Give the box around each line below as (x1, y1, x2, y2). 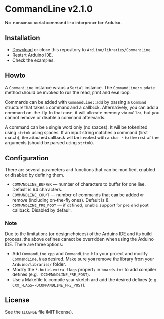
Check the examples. (12, 57, 55, 63)
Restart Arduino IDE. (12, 52, 53, 58)
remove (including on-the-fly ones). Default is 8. (12, 197, 110, 203)
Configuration (5, 154, 49, 162)
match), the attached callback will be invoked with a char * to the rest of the (5, 135, 159, 140)
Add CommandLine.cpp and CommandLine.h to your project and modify (12, 251, 148, 256)
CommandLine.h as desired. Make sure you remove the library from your (12, 256, 154, 262)
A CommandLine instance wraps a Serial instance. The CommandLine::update (5, 84, 155, 90)
